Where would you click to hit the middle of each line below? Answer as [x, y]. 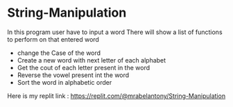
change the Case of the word [59, 53]
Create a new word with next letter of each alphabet [92, 60]
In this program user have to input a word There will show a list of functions [115, 32]
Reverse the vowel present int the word [73, 75]
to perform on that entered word [53, 39]
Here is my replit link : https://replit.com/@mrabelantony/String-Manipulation [116, 96]
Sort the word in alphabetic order [64, 82]
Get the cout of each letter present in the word [84, 67]
